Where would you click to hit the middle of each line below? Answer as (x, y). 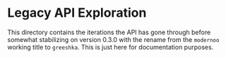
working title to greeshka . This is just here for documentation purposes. (111, 47)
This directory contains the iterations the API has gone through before (109, 32)
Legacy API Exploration (77, 13)
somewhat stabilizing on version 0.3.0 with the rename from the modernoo (113, 39)
